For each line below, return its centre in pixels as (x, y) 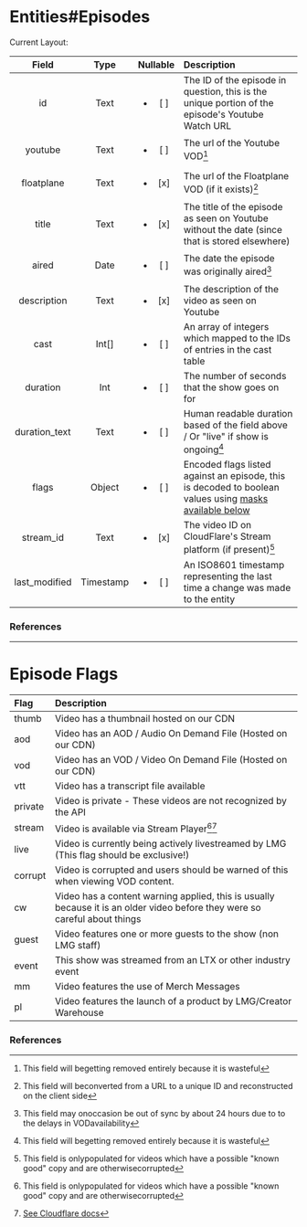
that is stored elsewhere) (237, 241)
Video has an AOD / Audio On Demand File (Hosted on (171, 733)
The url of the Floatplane (236, 176)
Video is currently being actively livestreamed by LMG (170, 844)
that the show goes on (231, 387)
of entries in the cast (228, 349)
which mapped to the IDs (237, 338)
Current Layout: (39, 42)
